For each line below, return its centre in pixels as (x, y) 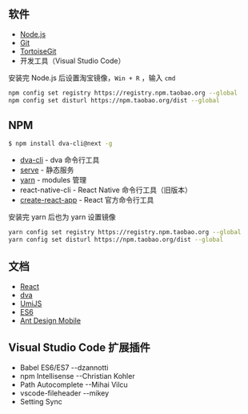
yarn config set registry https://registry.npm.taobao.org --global (125, 232)
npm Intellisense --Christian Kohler (77, 376)
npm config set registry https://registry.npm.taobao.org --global (123, 93)
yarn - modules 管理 (53, 180)
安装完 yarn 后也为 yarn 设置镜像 (62, 217)
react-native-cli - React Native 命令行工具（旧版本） (106, 190)
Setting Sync (41, 401)
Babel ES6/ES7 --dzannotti (64, 368)
